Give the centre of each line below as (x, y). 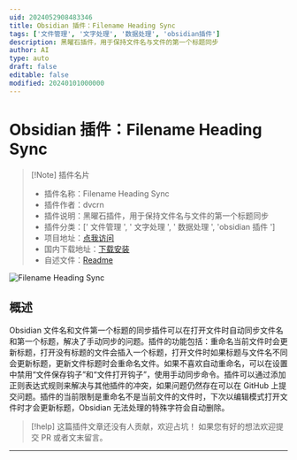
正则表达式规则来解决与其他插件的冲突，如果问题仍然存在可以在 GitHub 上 (144, 386)
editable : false (39, 75)
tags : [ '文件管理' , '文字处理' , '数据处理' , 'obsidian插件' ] (115, 34)
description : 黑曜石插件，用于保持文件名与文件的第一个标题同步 (114, 42)
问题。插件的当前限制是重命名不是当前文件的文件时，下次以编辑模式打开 (148, 397)
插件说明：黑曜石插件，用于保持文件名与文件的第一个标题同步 (156, 215)
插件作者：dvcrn (74, 204)
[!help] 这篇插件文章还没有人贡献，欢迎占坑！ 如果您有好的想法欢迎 (153, 426)
